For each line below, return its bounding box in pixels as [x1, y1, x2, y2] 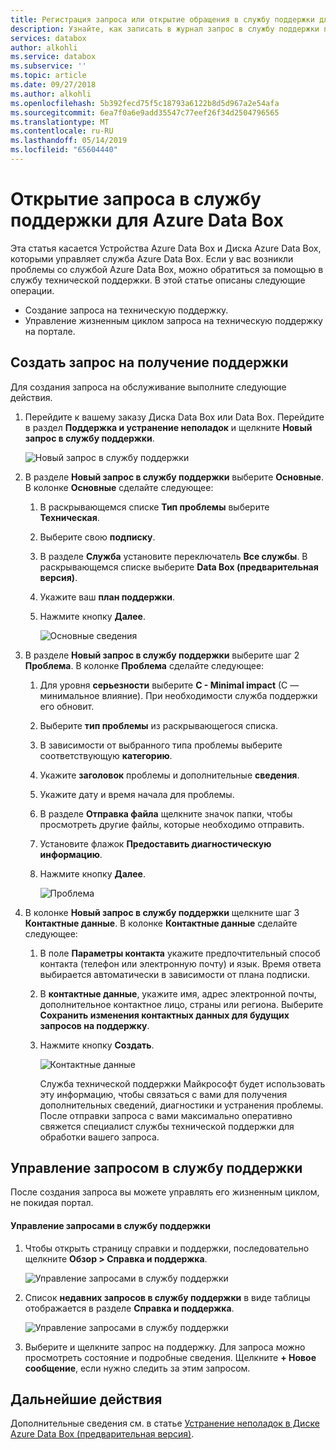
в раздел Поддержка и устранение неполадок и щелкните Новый [24, 421, 313, 433]
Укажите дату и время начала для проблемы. [39, 788, 235, 800]
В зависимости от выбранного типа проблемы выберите [39, 739, 283, 751]
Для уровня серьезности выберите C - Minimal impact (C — [39, 679, 300, 691]
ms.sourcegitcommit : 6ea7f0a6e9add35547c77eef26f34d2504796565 [10, 107, 280, 118]
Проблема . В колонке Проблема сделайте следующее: [24, 659, 265, 671]
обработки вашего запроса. [39, 1131, 160, 1143]
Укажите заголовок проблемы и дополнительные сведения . [39, 769, 300, 781]
